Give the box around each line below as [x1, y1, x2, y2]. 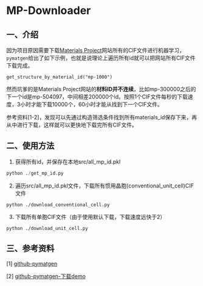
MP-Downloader [6, 4, 91, 18]
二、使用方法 [6, 141, 55, 151]
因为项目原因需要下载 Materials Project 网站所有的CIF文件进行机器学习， [6, 47, 185, 54]
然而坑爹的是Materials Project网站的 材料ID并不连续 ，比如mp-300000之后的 [6, 86, 196, 92]
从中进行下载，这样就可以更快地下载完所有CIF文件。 [6, 121, 138, 128]
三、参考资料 [6, 243, 55, 254]
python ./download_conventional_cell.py [6, 201, 111, 208]
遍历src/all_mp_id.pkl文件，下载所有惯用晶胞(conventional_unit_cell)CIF [15, 182, 194, 189]
